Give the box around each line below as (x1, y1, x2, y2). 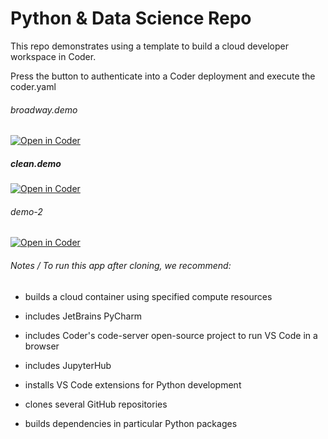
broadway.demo (10, 103, 78, 116)
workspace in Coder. (10, 50, 97, 62)
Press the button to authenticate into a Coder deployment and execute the (10, 70, 316, 82)
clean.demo (10, 157, 62, 169)
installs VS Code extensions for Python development (24, 378, 242, 391)
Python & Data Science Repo (10, 7, 252, 30)
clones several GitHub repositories (24, 398, 168, 410)
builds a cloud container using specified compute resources (24, 290, 273, 302)
